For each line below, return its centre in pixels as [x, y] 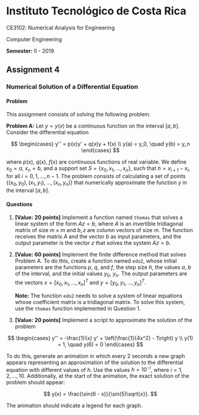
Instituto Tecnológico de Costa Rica [96, 11]
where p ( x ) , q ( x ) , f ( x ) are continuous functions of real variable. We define [97, 162]
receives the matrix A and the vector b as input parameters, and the [98, 237]
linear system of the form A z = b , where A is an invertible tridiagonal [99, 224]
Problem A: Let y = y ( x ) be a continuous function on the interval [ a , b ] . [93, 126]
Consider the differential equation [48, 133]
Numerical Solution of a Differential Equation [72, 87]
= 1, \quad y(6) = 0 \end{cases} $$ [100, 344]
